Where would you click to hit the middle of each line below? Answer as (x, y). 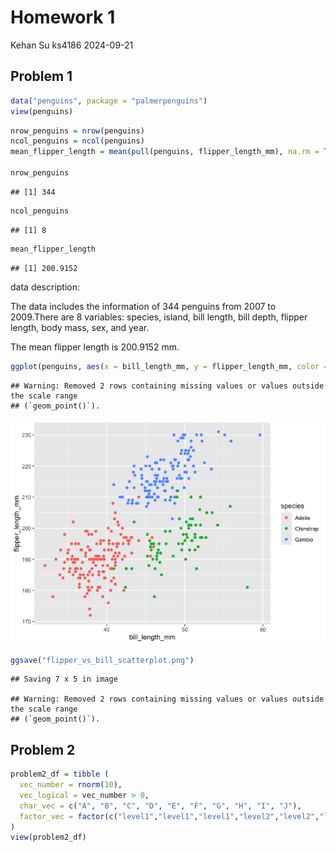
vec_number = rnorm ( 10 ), (71, 785)
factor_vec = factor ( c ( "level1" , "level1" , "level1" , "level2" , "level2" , (169, 816)
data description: (45, 287)
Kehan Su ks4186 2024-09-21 (72, 45)
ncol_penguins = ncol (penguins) (77, 141)
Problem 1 (41, 76)
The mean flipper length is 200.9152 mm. (95, 347)
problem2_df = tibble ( (60, 774)
